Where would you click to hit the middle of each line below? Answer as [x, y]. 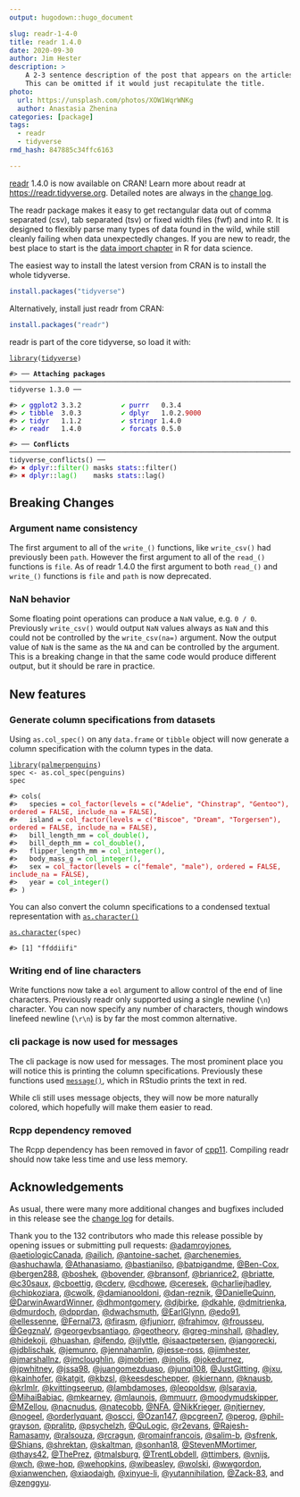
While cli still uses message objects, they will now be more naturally [134, 1098]
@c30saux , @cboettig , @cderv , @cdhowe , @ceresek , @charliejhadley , [141, 1283]
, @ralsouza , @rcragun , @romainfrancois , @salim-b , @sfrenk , [163, 1434]
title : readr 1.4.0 [46, 42]
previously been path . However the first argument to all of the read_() [137, 557]
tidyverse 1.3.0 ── [46, 390]
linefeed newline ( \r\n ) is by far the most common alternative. [123, 1019]
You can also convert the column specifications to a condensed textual [140, 907]
